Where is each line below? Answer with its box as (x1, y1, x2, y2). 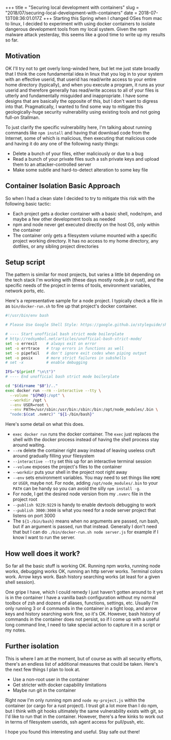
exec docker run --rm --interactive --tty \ (5, 388, 101, 393)
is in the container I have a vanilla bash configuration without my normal (5, 595, 156, 600)
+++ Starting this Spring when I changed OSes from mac (43, 15, 162, 21)
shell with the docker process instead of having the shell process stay (12, 437, 159, 443)
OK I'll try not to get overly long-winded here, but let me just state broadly (5, 65, 160, 71)
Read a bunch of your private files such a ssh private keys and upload (12, 156, 159, 162)
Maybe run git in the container (12, 687, 76, 693)
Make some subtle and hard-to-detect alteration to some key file (12, 166, 149, 173)
